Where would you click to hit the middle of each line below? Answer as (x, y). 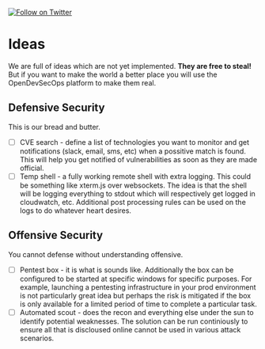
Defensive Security (57, 108)
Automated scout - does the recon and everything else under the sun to (137, 312)
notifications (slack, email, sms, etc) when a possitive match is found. (133, 151)
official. (32, 168)
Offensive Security (56, 235)
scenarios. (37, 338)
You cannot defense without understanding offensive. (96, 254)
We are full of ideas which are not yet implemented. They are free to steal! (130, 66)
